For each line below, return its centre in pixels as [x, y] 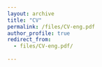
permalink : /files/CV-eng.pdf [51, 27]
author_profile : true [39, 33]
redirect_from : [29, 40]
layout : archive [31, 14]
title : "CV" [24, 20]
